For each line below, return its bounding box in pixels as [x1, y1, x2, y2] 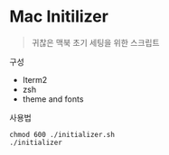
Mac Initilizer [9, 6, 108, 27]
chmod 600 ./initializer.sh [9, 130, 116, 139]
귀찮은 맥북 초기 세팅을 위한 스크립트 [31, 37, 160, 48]
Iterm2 [22, 74, 48, 85]
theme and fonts [22, 93, 84, 105]
